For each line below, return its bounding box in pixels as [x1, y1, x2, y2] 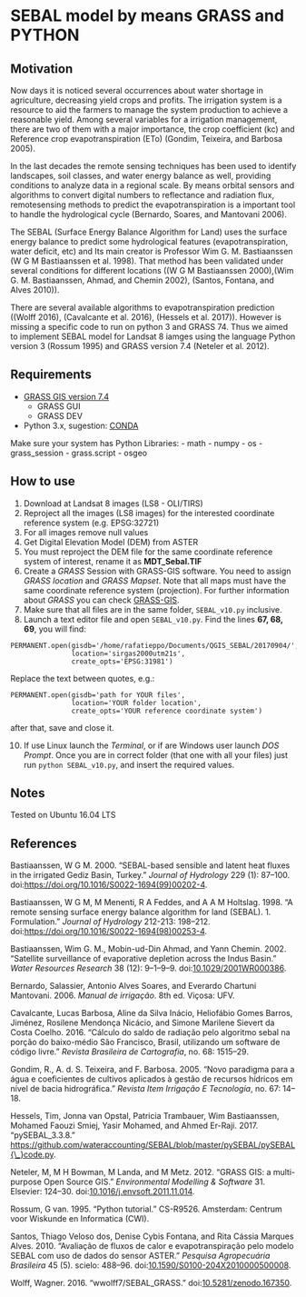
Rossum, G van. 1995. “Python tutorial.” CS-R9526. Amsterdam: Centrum [10, 1203, 282, 1214]
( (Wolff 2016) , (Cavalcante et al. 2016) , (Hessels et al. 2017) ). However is [10, 312, 282, 323]
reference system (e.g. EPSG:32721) [23, 517, 160, 528]
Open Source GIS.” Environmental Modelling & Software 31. [43, 1176, 266, 1187]
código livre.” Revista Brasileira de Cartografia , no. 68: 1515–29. [10, 1046, 249, 1057]
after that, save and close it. [10, 722, 114, 733]
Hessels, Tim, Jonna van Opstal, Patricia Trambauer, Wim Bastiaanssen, [10, 1111, 280, 1122]
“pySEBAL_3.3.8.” [10, 1130, 76, 1141]
